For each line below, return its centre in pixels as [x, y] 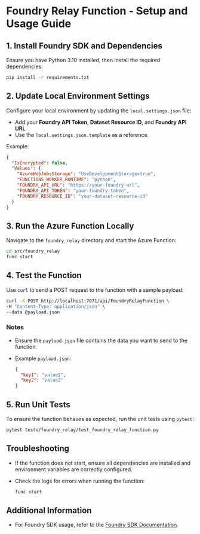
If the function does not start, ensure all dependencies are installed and [103, 463]
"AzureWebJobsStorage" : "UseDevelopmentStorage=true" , [87, 174]
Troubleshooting [38, 449]
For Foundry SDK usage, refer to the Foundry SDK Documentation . [97, 525]
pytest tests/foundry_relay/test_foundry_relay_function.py [83, 430]
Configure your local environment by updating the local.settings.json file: [99, 110]
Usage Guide [39, 24]
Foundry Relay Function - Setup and [97, 11]
